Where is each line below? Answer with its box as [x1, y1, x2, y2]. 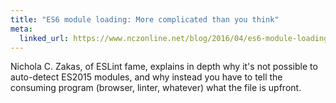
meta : [10, 24, 33, 34]
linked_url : [19, 33, 70, 43]
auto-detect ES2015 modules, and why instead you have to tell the [10, 71, 283, 83]
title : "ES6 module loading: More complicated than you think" [10, 14, 280, 25]
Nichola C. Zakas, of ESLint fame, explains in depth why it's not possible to [10, 61, 318, 73]
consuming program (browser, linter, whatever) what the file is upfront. [10, 82, 302, 94]
